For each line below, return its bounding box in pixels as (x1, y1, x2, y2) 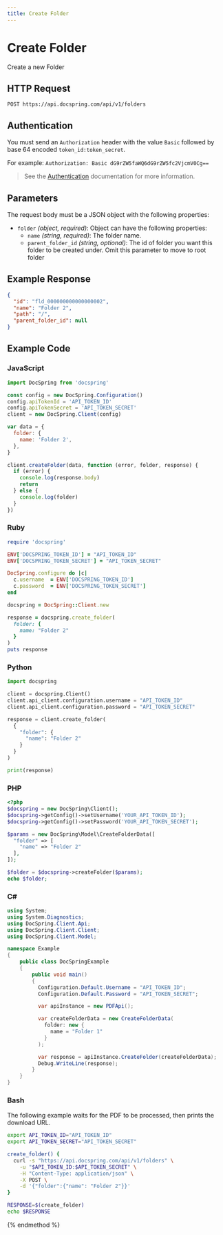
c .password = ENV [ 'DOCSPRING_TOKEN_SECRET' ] (13, 583, 147, 590)
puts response (7, 647, 48, 653)
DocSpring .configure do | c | (7, 570, 88, 577)
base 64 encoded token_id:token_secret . (7, 146, 126, 154)
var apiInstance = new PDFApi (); (37, 1003, 134, 1010)
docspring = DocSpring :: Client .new (7, 602, 109, 609)
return (19, 481, 39, 488)
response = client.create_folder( (7, 716, 107, 722)
